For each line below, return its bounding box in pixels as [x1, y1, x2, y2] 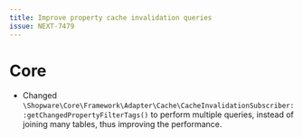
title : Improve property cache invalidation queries [9, 13, 213, 23]
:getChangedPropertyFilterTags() [22, 111, 149, 120]
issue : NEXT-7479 [9, 22, 75, 31]
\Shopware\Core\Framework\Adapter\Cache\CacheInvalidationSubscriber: [22, 101, 295, 111]
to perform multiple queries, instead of [150, 109, 294, 120]
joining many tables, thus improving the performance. [22, 119, 223, 130]
